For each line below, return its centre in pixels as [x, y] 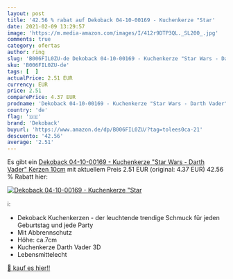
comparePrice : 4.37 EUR [42, 98]
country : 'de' [28, 110]
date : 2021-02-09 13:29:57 [46, 26]
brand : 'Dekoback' [34, 123]
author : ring [26, 53]
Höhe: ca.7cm [37, 240]
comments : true [29, 39]
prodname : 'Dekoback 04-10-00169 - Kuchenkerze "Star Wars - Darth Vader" [118, 104]
